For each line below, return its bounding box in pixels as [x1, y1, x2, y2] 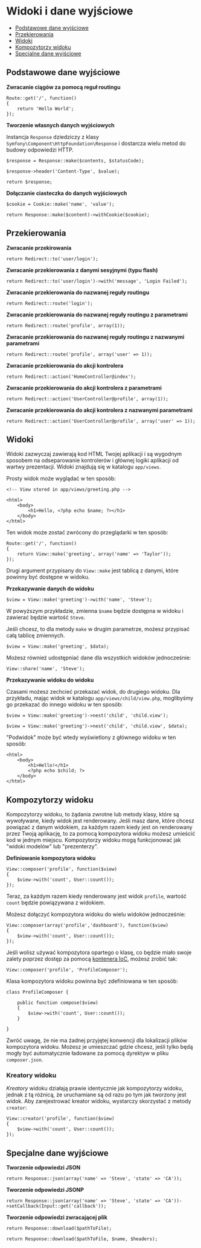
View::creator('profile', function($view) [6, 1116, 115, 1122]
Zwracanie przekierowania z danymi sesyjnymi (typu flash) [6, 266, 158, 274]
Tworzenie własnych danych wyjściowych [6, 121, 115, 129]
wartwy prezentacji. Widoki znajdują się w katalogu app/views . [6, 463, 161, 470]
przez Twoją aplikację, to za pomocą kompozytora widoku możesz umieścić [6, 830, 196, 837]
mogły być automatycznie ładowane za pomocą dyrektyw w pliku [6, 1049, 169, 1057]
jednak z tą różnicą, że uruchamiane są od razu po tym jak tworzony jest [6, 1091, 187, 1098]
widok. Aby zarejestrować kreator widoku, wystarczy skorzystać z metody [6, 1098, 191, 1105]
